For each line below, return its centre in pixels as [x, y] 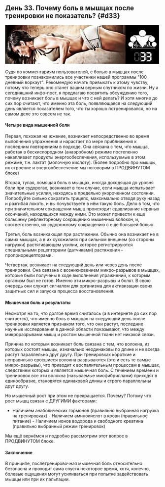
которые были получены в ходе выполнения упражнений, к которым [78, 275]
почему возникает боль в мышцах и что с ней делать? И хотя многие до [81, 98]
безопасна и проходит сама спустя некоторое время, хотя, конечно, [78, 469]
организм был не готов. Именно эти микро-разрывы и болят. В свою [78, 281]
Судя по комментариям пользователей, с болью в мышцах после [74, 72]
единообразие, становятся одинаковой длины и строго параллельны [78, 381]
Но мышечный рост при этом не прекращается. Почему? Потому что [78, 396]
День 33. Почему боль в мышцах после [70, 8]
